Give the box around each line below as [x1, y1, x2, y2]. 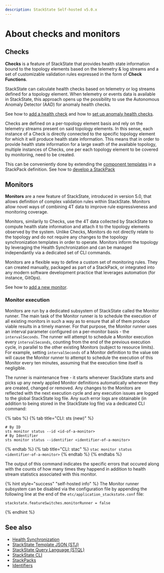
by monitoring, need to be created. [5, 151, 75, 157]
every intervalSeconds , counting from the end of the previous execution [5, 339, 151, 345]
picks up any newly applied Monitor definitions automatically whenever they [5, 380, 158, 385]
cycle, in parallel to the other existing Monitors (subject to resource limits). [5, 344, 155, 350]
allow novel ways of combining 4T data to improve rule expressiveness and [5, 204, 157, 210]
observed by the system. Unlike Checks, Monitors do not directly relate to [5, 229, 154, 235]
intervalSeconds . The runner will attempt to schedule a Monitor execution [5, 334, 153, 339]
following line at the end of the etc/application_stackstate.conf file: [5, 491, 144, 497]
